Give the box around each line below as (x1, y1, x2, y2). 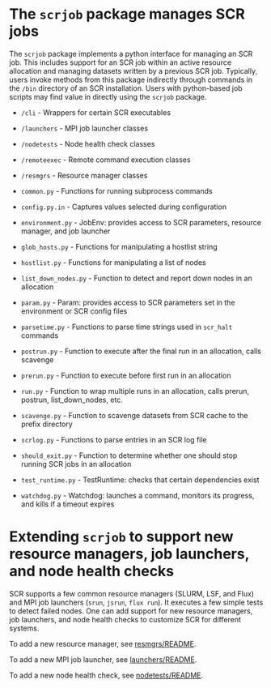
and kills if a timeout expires (20, 499, 115, 509)
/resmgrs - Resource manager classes (20, 170, 148, 180)
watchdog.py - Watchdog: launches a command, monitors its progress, (20, 490, 255, 500)
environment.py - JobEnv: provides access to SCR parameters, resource (20, 217, 262, 227)
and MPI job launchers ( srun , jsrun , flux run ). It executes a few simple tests (9, 597, 264, 607)
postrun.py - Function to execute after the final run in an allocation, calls (20, 346, 262, 356)
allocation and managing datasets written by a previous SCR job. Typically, (9, 66, 258, 75)
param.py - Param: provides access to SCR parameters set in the (20, 297, 235, 307)
